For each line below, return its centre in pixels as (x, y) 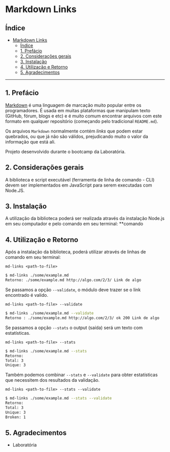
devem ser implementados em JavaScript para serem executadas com (79, 185)
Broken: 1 (16, 417)
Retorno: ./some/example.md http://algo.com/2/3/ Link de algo (73, 280)
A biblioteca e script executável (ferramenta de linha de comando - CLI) (80, 179)
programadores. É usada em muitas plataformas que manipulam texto (78, 110)
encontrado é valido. (27, 295)
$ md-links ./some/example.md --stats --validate (59, 398)
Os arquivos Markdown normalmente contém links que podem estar (74, 131)
